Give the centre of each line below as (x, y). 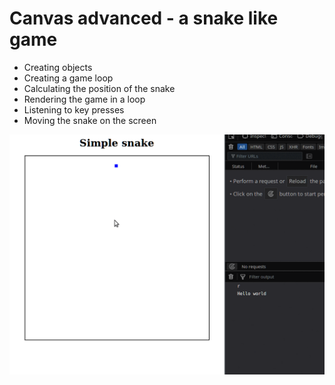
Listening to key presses (74, 109)
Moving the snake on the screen (90, 120)
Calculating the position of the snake (99, 88)
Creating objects (58, 67)
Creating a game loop (68, 78)
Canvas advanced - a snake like (144, 18)
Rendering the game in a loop (84, 99)
